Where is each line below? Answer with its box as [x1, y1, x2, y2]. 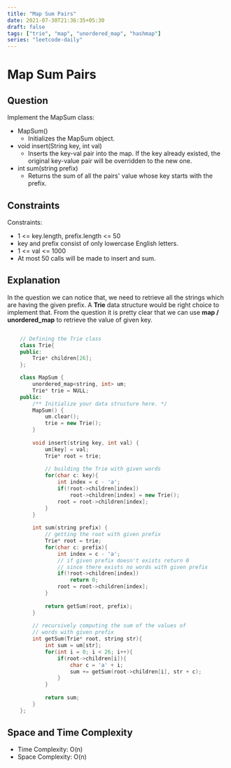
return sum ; [44, 694, 80, 701]
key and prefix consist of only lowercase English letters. [17, 239, 178, 247]
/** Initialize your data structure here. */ [32, 400, 168, 408]
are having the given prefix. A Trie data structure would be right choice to [7, 300, 219, 309]
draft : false [7, 23, 45, 30]
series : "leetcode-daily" [7, 37, 83, 44]
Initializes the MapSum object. [27, 134, 115, 143]
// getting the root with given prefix [44, 531, 161, 538]
